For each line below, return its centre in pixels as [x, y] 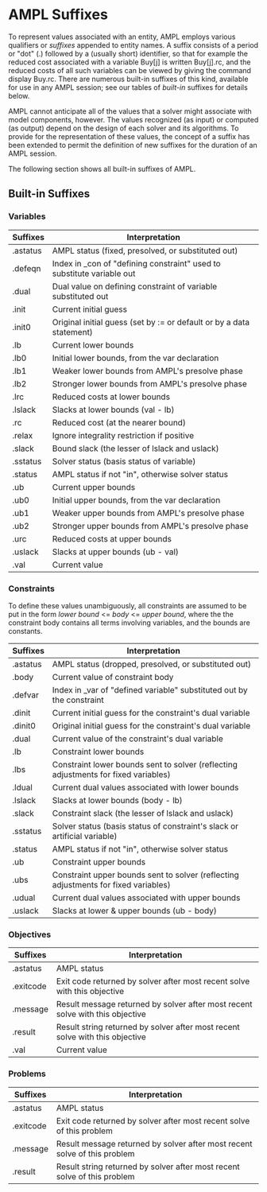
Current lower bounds [93, 345]
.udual [24, 898]
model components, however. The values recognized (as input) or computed [133, 119]
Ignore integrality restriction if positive [123, 435]
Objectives [30, 934]
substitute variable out [94, 274]
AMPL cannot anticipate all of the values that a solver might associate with [130, 111]
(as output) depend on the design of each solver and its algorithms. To [124, 128]
